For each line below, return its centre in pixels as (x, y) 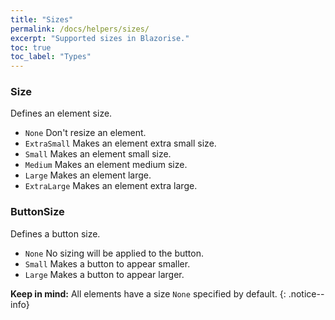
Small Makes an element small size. (98, 154)
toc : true (31, 47)
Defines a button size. (55, 233)
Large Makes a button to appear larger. (104, 274)
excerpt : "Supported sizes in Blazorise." (100, 38)
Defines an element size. (61, 113)
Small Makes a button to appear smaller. (107, 263)
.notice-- (306, 293)
